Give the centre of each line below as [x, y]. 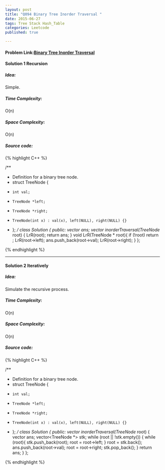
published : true [22, 32]
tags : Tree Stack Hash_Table [35, 23]
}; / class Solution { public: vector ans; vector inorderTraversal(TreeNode [86, 230]
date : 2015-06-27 [23, 19]
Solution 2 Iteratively [27, 265]
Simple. [13, 87]
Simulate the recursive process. [37, 289]
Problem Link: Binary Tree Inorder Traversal [50, 52]
